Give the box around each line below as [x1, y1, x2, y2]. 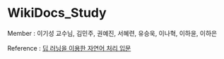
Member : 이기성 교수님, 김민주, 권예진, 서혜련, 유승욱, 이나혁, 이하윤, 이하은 [7, 29, 218, 37]
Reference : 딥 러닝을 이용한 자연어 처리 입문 [7, 44, 131, 52]
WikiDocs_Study [7, 5, 107, 21]
